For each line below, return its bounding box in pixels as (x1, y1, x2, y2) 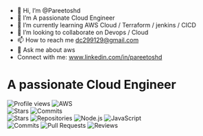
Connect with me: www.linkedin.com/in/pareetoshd (16, 53, 163, 61)
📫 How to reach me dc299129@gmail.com (16, 36, 139, 44)
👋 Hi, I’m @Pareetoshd (16, 7, 81, 14)
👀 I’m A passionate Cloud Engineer (16, 14, 115, 22)
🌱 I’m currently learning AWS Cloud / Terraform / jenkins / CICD (16, 21, 197, 29)
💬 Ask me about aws (16, 46, 75, 54)
